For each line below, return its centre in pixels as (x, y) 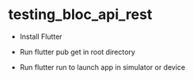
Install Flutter (41, 36)
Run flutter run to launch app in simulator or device (102, 67)
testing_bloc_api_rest (80, 15)
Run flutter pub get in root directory (78, 51)
